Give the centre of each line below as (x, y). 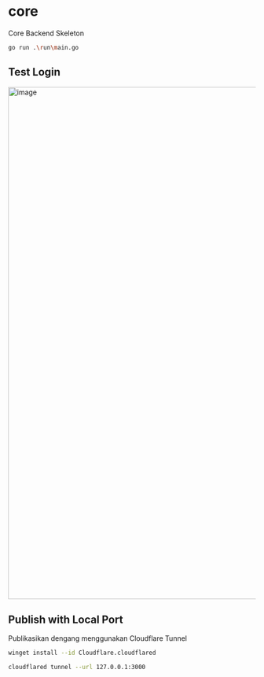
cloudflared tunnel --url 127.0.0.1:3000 (77, 668)
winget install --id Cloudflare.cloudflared (82, 653)
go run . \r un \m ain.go (44, 47)
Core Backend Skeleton (46, 33)
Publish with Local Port (66, 620)
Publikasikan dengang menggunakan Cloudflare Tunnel (97, 638)
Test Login (35, 72)
